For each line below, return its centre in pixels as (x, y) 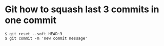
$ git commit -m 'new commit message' (46, 38)
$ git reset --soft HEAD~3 (34, 34)
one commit (31, 20)
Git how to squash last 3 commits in (82, 9)
